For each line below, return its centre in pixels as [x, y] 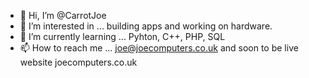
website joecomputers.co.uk [78, 62]
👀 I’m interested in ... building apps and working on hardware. [146, 26]
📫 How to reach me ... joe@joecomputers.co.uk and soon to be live [159, 48]
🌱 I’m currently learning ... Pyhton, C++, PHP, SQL [122, 36]
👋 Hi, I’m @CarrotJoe [63, 15]
